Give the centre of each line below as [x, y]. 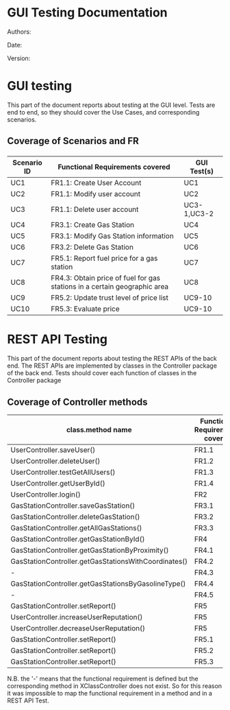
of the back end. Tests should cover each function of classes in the [102, 373]
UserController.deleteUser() [55, 461]
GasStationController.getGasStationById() [78, 539]
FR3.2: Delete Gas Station [92, 247]
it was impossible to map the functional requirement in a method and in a [110, 693]
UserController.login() [46, 494]
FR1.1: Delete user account [95, 209]
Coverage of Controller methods [78, 402]
